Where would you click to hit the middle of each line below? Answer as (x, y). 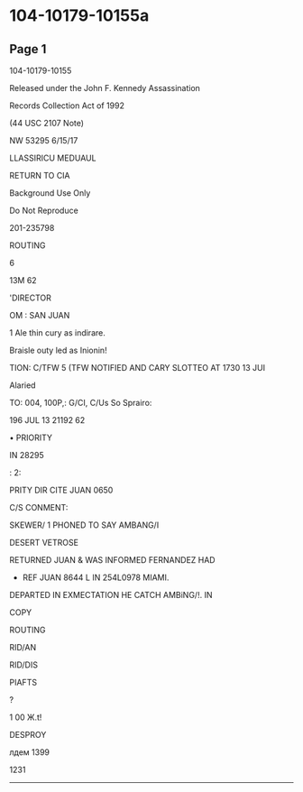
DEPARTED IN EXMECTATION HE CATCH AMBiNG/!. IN (111, 595)
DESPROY (28, 735)
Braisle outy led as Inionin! (58, 350)
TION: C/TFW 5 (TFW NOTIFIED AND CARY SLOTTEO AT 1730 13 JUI (138, 368)
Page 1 (28, 49)
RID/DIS (24, 665)
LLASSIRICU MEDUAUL (53, 158)
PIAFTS (23, 682)
